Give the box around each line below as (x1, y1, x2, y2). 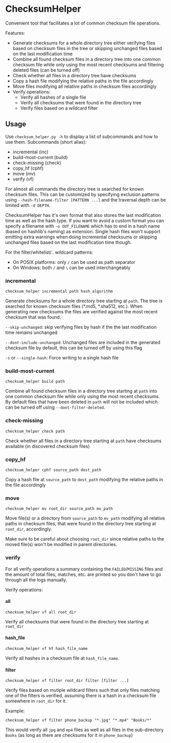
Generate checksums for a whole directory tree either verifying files (12, 39, 156, 46)
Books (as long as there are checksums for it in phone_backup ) (5, 732, 133, 738)
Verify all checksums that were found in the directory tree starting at (5, 618, 149, 624)
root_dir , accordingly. (5, 526, 53, 532)
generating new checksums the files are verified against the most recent (5, 309, 158, 315)
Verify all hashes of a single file (20, 94, 86, 100)
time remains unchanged (5, 329, 58, 335)
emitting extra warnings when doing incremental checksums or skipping (5, 234, 157, 240)
